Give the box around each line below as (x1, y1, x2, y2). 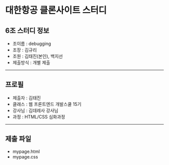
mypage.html (12, 148, 40, 154)
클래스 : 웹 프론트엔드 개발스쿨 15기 (12, 101, 81, 107)
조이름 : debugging (12, 41, 51, 46)
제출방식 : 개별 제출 (12, 60, 50, 66)
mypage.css (12, 153, 38, 159)
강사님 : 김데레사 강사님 (12, 107, 59, 114)
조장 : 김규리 (12, 47, 37, 53)
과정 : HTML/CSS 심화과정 (12, 114, 65, 120)
